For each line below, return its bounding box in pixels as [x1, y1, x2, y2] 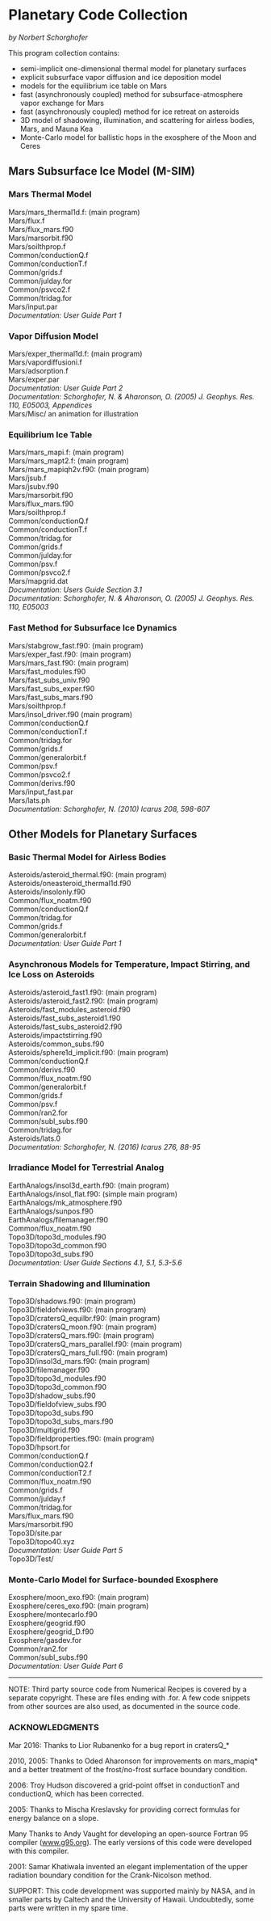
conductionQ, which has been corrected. [8, 1788, 144, 1798]
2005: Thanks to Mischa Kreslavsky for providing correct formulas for [8, 1805, 240, 1814]
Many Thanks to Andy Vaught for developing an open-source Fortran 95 [8, 1829, 248, 1839]
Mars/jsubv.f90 [8, 482, 59, 492]
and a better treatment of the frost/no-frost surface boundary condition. [8, 1764, 248, 1774]
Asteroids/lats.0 [8, 1134, 61, 1143]
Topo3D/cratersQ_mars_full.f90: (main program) [8, 1348, 168, 1357]
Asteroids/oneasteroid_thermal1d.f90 [8, 879, 131, 889]
